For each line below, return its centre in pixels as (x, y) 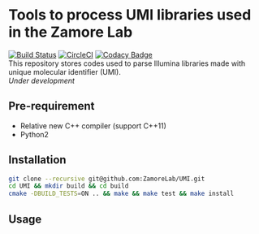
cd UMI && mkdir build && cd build (69, 186)
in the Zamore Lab (71, 32)
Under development (42, 80)
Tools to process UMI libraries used (130, 15)
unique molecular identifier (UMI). (65, 71)
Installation (37, 160)
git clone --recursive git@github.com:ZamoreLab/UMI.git (107, 179)
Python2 (34, 134)
